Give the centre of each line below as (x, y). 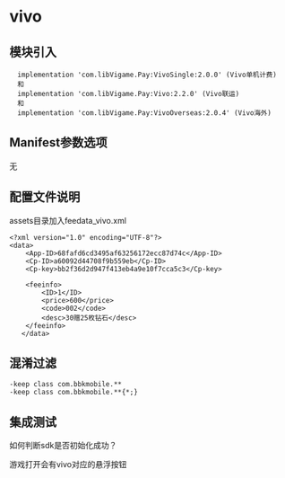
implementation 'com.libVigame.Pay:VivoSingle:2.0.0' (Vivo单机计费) (147, 75)
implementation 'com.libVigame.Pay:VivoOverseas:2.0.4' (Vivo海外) (144, 113)
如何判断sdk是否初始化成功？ (63, 446)
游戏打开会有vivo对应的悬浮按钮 (68, 465)
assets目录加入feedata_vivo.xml (68, 220)
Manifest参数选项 (58, 142)
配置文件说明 (45, 197)
